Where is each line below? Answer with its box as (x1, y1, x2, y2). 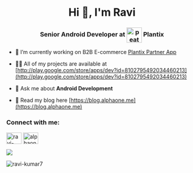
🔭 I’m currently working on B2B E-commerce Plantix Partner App (15, 49, 177, 56)
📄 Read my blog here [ (15, 97, 71, 104)
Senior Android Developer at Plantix (39, 30, 164, 39)
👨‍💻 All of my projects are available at (15, 60, 107, 67)
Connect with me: (6, 118, 60, 127)
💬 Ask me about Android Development (15, 85, 113, 92)
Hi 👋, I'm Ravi (68, 5, 136, 19)
